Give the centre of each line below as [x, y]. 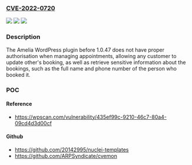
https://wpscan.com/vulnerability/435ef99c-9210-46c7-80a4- [90, 117]
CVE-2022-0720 [31, 8]
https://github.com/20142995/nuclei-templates [72, 149]
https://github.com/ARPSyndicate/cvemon [66, 156]
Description [23, 37]
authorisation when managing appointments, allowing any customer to [91, 56]
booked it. [18, 75]
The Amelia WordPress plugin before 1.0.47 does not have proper [85, 50]
